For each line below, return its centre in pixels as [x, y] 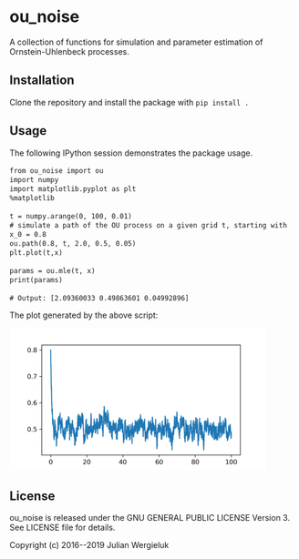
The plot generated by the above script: [84, 315]
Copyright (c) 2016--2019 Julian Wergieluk [89, 545]
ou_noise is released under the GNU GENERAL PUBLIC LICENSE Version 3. [149, 518]
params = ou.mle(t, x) [52, 270]
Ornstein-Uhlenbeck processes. [69, 51]
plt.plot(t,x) [36, 252]
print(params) [36, 279]
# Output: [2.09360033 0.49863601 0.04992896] [99, 298]
